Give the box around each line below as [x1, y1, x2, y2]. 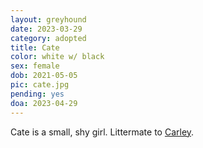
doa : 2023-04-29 [10, 98, 78, 108]
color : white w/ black [10, 52, 105, 62]
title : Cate [10, 42, 60, 53]
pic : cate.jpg [10, 80, 70, 90]
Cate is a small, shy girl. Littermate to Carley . [10, 126, 195, 138]
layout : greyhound [10, 14, 87, 25]
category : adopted [10, 33, 87, 43]
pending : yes [10, 89, 65, 99]
